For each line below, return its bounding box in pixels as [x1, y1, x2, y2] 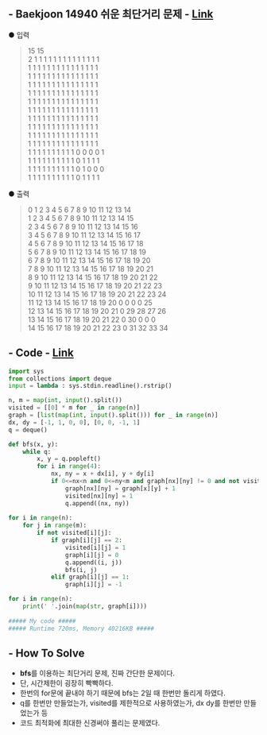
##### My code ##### [8, 617, 77, 625]
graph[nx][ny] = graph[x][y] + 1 [64, 484, 176, 493]
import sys [8, 367, 44, 375]
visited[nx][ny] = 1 [64, 492, 133, 500]
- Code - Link [8, 346, 74, 360]
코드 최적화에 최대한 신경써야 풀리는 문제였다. [19, 718, 161, 728]
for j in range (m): [22, 521, 87, 530]
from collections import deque [8, 374, 112, 383]
